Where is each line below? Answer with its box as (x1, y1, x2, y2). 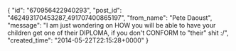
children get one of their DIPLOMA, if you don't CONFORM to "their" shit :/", (7, 28, 229, 37)
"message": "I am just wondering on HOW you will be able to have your (7, 21, 216, 29)
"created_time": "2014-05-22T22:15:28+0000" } (7, 36, 149, 45)
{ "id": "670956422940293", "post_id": (7, 6, 122, 14)
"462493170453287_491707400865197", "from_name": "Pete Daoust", (7, 13, 213, 22)
